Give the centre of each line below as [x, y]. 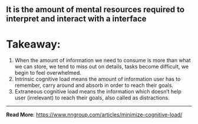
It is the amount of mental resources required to [95, 10]
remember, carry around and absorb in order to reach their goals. [94, 85]
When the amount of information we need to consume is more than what [103, 61]
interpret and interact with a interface [76, 19]
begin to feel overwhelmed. [48, 73]
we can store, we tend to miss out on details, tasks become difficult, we [102, 66]
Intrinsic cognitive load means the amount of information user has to [98, 79]
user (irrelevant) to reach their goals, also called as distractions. [92, 98]
